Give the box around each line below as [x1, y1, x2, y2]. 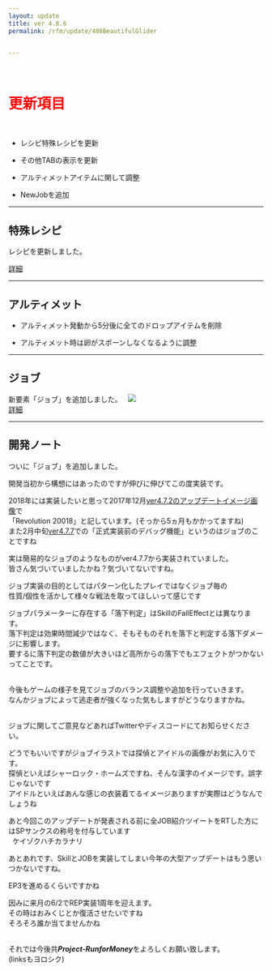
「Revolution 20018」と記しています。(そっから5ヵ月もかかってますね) [8, 515, 244, 525]
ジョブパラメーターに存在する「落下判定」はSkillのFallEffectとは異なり [8, 608, 244, 618]
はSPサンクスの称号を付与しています [8, 826, 131, 836]
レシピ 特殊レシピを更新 [19, 139, 99, 148]
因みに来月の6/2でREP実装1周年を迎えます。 [8, 897, 156, 908]
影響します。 [22, 638, 65, 648]
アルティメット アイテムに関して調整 [19, 173, 140, 182]
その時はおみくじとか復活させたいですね [8, 908, 143, 918]
